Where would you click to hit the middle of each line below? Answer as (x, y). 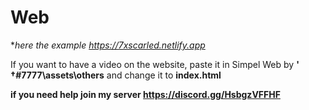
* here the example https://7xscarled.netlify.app (108, 45)
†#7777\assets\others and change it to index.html (116, 75)
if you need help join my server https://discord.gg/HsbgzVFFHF (145, 94)
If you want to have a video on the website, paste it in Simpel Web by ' (155, 64)
